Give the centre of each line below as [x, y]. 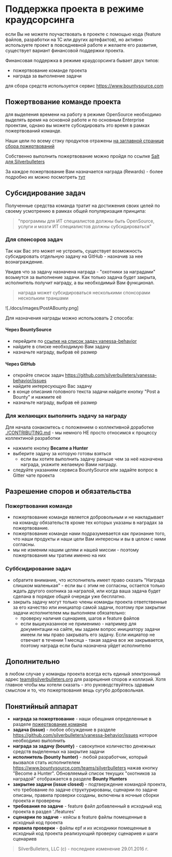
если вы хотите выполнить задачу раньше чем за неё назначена [92, 459]
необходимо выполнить [39, 741]
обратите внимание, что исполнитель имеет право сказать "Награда [89, 580]
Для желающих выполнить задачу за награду [66, 416]
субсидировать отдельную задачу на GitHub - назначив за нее [74, 256]
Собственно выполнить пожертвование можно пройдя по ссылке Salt [82, 156]
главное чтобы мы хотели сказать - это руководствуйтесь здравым [80, 685]
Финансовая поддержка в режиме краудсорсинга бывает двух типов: [82, 60]
